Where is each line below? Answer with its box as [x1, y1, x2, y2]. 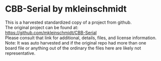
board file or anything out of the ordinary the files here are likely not [5, 45, 141, 51]
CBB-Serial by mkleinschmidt [5, 3, 127, 15]
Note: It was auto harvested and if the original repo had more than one [5, 40, 146, 46]
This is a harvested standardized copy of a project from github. [5, 19, 132, 25]
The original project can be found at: [5, 24, 79, 30]
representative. [5, 50, 36, 56]
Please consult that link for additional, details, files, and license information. [5, 35, 157, 41]
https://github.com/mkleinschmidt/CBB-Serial [5, 30, 97, 35]
